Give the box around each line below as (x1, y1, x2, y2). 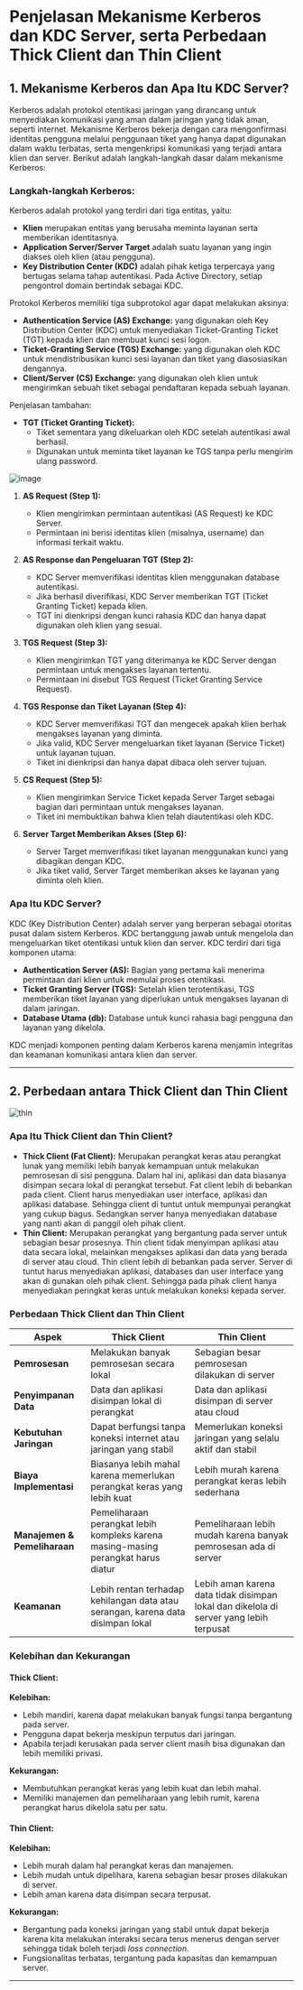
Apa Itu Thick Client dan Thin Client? (9, 1130, 173, 1143)
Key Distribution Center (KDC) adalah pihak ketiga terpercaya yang (22, 261, 275, 272)
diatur (89, 1563, 115, 1575)
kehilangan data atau (89, 1595, 179, 1606)
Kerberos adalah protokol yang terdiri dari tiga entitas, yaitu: (9, 205, 233, 216)
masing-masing (89, 1540, 159, 1552)
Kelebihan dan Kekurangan (9, 1650, 131, 1662)
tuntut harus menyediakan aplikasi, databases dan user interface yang (22, 1266, 284, 1277)
